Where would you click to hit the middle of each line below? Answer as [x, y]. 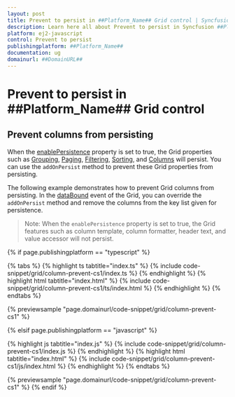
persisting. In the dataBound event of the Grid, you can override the [105, 195]
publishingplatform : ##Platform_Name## [65, 46]
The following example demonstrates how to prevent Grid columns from [111, 187]
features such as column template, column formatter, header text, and [125, 231]
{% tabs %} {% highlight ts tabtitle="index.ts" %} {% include [94, 265]
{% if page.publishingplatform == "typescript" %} [79, 252]
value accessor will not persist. [69, 238]
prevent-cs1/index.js [36, 351]
